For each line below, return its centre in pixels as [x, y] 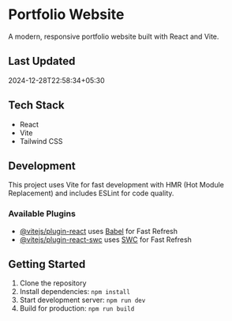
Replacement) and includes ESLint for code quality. [91, 193]
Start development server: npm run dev [82, 300]
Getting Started [47, 264]
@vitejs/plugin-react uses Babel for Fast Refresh [99, 231]
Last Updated [42, 61]
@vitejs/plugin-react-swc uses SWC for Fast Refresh [105, 240]
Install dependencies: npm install [75, 292]
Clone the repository [53, 283]
